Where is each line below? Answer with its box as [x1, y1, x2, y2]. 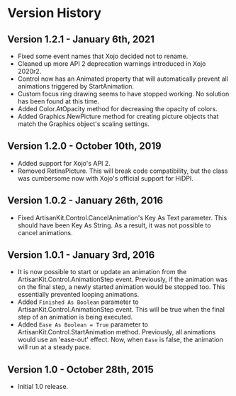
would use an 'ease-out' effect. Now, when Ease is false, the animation [17, 335, 223, 344]
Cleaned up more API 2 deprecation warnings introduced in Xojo [17, 60, 206, 68]
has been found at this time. [17, 97, 99, 106]
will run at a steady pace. [17, 343, 91, 351]
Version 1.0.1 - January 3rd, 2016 [7, 249, 155, 261]
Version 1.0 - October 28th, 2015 [7, 363, 154, 375]
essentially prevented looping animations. [17, 290, 140, 299]
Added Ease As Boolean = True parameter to [17, 320, 149, 329]
